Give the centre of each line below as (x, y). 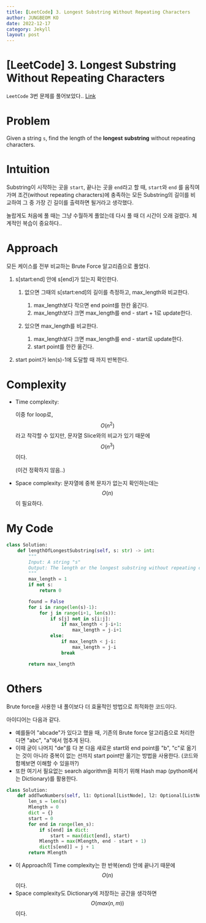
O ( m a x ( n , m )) (108, 903)
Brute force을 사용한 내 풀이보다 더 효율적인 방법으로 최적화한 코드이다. (92, 707)
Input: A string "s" (55, 562)
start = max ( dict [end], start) (90, 836)
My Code (30, 529)
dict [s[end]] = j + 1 (67, 847)
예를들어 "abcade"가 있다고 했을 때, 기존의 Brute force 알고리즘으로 (97, 732)
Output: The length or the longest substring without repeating (112, 568)
